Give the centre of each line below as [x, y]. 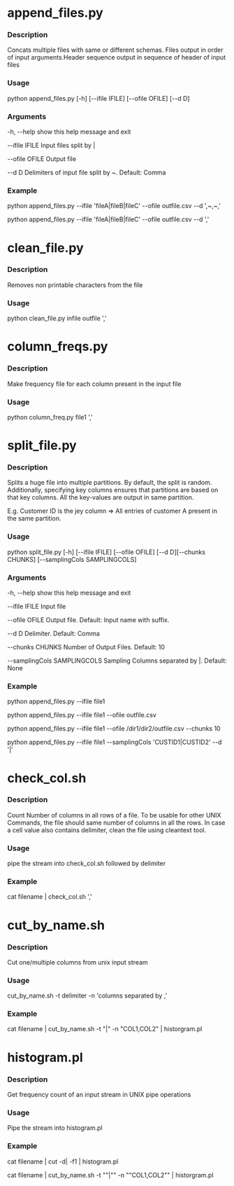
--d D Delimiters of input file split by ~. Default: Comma [87, 172]
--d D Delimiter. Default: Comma [53, 634]
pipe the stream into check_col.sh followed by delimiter [87, 864]
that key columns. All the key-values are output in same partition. [101, 497]
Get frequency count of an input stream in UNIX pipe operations [99, 1094]
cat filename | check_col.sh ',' [50, 897]
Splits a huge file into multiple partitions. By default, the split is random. [110, 483]
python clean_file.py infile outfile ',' [57, 318]
